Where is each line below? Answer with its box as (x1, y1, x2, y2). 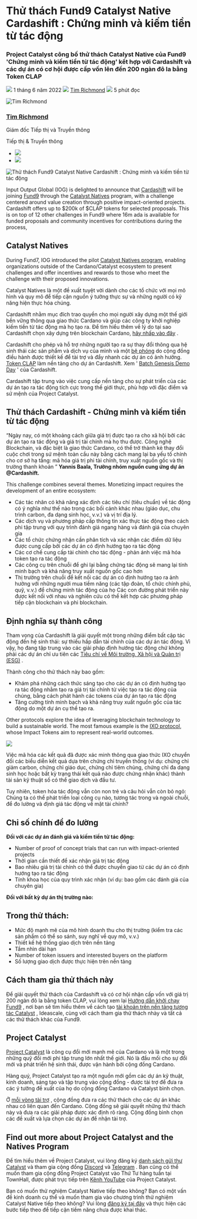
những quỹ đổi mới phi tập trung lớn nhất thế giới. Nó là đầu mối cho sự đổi (6, 1055, 188, 1062)
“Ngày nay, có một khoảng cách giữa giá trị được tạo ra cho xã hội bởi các (6, 432, 186, 439)
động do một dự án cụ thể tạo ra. (14, 705, 95, 712)
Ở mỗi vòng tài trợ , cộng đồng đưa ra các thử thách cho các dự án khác (6, 1096, 181, 1103)
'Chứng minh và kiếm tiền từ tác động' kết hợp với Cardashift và (6, 58, 192, 66)
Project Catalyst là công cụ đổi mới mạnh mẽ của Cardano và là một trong (6, 1048, 185, 1055)
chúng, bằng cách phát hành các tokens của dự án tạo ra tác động (14, 692, 176, 700)
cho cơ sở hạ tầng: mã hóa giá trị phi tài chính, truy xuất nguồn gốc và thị (6, 457, 183, 464)
